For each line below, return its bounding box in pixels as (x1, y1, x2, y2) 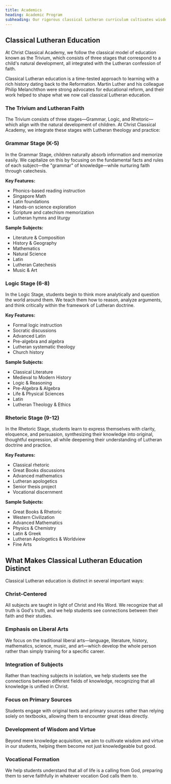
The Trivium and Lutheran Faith (5, 105, 84, 112)
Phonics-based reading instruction (12, 187, 85, 194)
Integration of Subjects (5, 661, 64, 668)
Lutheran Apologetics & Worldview (12, 536, 85, 542)
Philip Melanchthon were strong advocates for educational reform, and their (5, 86, 164, 92)
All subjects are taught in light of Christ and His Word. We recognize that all (5, 602, 163, 608)
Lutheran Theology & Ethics (12, 401, 71, 408)
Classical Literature (12, 369, 53, 375)
